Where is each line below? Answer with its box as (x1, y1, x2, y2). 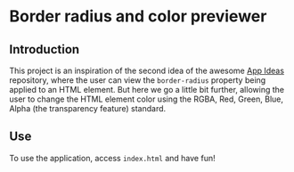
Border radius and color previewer (9, 6, 267, 27)
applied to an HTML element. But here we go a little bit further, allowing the (9, 85, 285, 94)
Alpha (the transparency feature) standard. (9, 103, 167, 113)
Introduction (9, 42, 80, 57)
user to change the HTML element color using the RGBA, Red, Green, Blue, (9, 94, 283, 104)
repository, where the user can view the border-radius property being (9, 75, 266, 86)
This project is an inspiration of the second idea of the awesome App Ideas (9, 65, 285, 76)
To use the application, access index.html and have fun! (9, 152, 216, 163)
